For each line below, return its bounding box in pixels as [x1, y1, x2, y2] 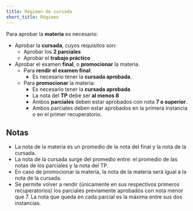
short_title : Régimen [6, 14, 59, 20]
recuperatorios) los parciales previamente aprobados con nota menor [14, 187, 184, 194]
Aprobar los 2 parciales [23, 48, 81, 55]
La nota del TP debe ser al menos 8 [32, 92, 119, 99]
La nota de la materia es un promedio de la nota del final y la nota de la [14, 143, 187, 150]
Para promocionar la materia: [23, 79, 95, 86]
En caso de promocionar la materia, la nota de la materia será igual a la [14, 169, 187, 176]
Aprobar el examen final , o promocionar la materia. [14, 60, 140, 68]
